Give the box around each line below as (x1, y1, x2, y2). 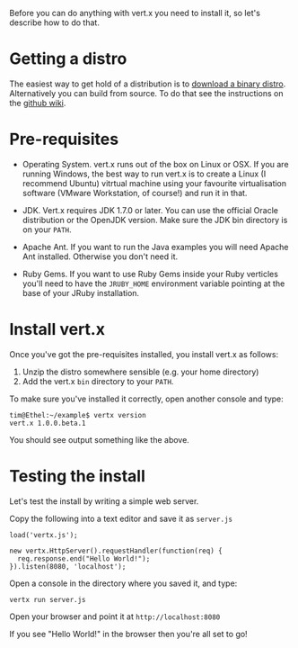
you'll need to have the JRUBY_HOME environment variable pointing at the (22, 278, 285, 289)
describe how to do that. (9, 17, 101, 28)
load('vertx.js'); (9, 530, 78, 539)
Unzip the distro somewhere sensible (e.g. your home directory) (22, 366, 259, 377)
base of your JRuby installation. (22, 287, 140, 298)
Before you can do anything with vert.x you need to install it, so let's (9, 8, 260, 18)
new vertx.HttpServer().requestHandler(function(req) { (9, 546, 223, 555)
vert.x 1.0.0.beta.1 (9, 418, 87, 427)
